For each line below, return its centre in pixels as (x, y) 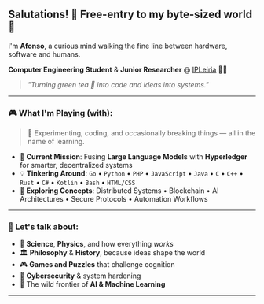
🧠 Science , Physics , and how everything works (97, 244)
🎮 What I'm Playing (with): (60, 113)
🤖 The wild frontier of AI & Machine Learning (92, 284)
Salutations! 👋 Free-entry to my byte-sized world (130, 15)
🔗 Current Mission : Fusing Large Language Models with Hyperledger (133, 157)
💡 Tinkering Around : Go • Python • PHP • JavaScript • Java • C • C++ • (131, 173)
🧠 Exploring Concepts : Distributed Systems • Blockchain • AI (119, 191)
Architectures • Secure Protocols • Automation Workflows (114, 199)
